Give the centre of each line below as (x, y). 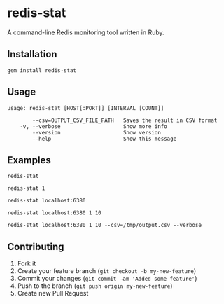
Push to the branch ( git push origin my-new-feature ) (95, 286)
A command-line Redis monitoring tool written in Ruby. (86, 32)
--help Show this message (105, 139)
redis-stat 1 (26, 188)
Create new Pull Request (53, 293)
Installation (32, 54)
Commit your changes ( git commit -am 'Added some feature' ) (107, 279)
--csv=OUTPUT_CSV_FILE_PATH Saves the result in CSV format (125, 120)
